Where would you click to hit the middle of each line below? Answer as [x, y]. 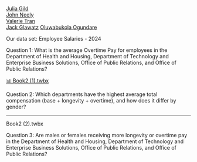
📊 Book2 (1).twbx [28, 81]
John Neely [20, 15]
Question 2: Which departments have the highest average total [82, 94]
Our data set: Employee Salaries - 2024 [54, 39]
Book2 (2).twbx [25, 124]
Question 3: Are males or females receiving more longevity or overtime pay [97, 135]
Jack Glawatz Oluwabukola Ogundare [52, 27]
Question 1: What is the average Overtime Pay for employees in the [87, 50]
